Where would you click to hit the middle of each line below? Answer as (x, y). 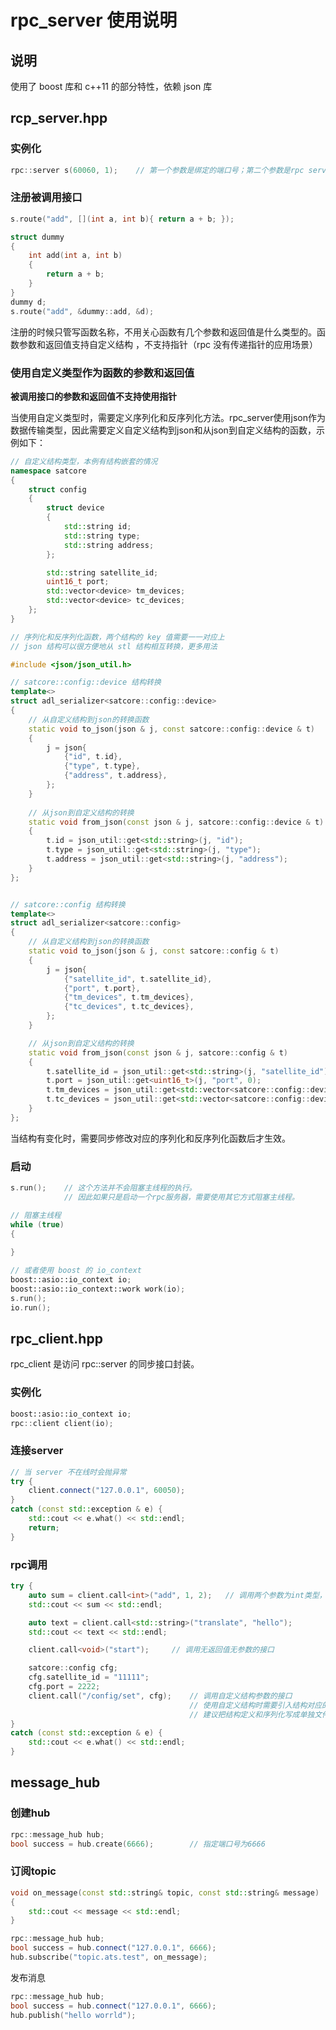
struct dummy (37, 237)
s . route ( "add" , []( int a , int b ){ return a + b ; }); (122, 219)
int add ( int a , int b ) (75, 256)
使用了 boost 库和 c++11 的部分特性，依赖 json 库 (111, 86)
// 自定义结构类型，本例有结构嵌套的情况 (84, 461)
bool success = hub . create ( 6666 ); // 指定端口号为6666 (138, 1844)
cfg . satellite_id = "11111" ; (89, 1677)
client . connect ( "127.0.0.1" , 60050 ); (107, 1491)
